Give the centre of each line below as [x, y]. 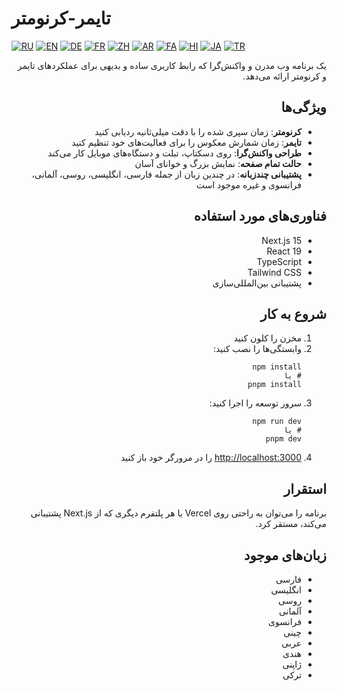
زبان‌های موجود [285, 555]
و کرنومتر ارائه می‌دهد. [284, 76]
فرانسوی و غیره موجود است [248, 184]
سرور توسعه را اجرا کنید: [255, 403]
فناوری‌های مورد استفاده [260, 216]
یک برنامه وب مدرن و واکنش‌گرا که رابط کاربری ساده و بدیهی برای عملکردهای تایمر [172, 65]
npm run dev [277, 422]
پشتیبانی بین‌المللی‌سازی [257, 283]
